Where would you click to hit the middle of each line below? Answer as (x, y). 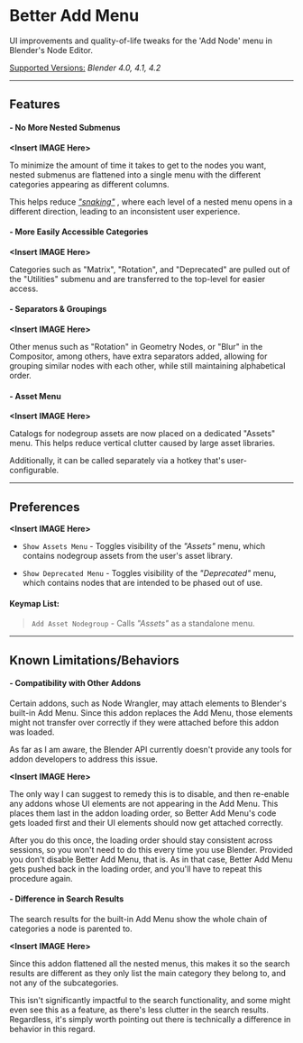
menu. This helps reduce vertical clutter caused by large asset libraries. (142, 444)
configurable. (34, 471)
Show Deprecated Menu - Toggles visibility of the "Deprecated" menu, (149, 572)
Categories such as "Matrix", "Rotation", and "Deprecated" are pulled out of (150, 269)
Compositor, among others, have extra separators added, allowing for (138, 356)
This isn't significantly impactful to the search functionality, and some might (150, 1000)
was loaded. (32, 732)
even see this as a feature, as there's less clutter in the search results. (139, 1010)
